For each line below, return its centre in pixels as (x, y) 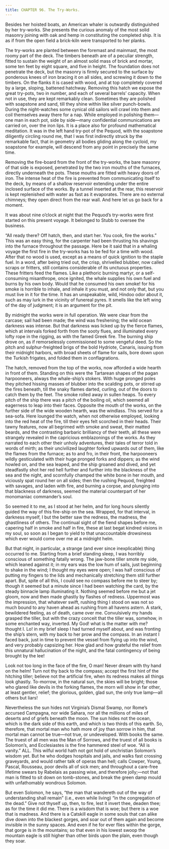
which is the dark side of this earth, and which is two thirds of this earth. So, (84, 724)
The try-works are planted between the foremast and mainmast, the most (81, 50)
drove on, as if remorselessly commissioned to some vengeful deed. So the (84, 342)
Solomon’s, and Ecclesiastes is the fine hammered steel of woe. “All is (78, 745)
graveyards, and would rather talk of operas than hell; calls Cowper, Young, (83, 761)
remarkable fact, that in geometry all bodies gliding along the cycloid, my (81, 141)
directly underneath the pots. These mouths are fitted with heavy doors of (82, 173)
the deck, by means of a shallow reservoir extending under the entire (77, 183)
